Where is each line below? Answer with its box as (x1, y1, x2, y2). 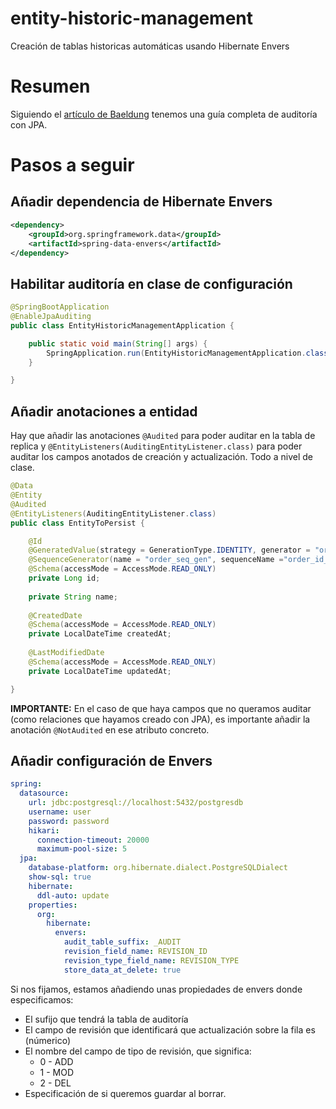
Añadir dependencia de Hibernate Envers (10, 193, 273, 211)
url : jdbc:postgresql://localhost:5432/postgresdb (28, 798, 244, 808)
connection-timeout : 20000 (36, 835, 150, 845)
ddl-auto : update (36, 890, 110, 901)
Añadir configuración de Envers (10, 752, 213, 769)
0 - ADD (39, 1055, 74, 1067)
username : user (28, 807, 92, 817)
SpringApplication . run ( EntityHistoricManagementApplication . (46, 348, 307, 358)
